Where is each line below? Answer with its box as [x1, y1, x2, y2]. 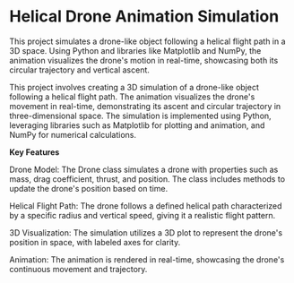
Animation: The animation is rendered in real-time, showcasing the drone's [9, 253, 285, 265]
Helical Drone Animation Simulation [9, 6, 280, 27]
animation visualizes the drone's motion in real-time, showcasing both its [9, 55, 279, 65]
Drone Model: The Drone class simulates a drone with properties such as [9, 164, 279, 175]
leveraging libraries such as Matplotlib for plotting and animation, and [9, 119, 265, 131]
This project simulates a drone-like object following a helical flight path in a [9, 36, 286, 47]
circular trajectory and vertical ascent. [9, 64, 151, 75]
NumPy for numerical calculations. [9, 129, 137, 140]
